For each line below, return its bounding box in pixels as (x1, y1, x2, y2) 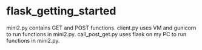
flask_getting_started (6, 4, 116, 18)
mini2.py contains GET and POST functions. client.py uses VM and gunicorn (6, 24, 197, 31)
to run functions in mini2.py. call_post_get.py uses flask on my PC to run (6, 30, 187, 37)
